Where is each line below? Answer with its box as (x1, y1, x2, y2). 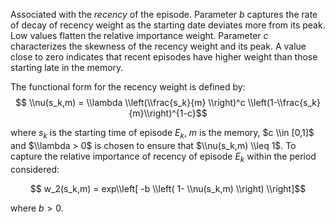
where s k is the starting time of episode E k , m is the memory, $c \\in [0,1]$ (10, 127, 315, 141)
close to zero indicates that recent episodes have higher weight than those (10, 51, 318, 63)
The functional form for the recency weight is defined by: (10, 81, 246, 93)
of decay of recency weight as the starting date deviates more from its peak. (10, 19, 326, 31)
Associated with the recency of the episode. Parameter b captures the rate (10, 9, 318, 20)
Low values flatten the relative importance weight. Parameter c (10, 30, 269, 41)
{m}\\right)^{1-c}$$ (128, 107, 208, 119)
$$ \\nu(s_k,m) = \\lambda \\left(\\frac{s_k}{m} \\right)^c (14, 97, 246, 108)
